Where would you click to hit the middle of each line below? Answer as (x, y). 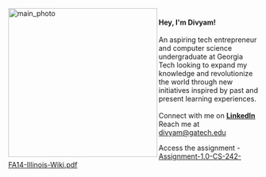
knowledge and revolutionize (206, 74)
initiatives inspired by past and (208, 90)
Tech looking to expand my (203, 65)
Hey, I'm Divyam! (187, 22)
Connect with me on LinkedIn (207, 116)
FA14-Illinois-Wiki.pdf (43, 165)
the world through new (195, 82)
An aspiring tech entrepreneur (208, 40)
